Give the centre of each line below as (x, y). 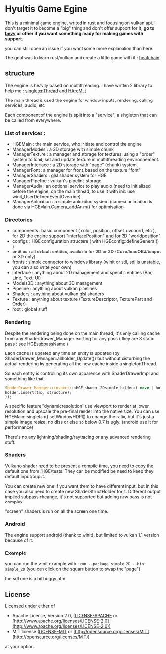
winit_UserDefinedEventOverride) (46, 197)
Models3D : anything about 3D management (57, 283)
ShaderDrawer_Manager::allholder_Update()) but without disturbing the (78, 358)
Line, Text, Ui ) (26, 278)
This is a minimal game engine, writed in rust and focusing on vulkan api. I (80, 23)
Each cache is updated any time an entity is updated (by (62, 353)
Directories (19, 220)
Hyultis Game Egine (46, 9)
